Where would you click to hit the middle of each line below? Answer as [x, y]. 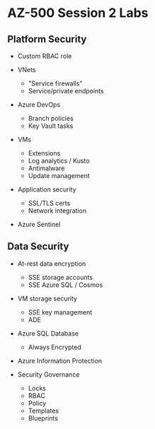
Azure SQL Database [48, 333]
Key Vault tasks [51, 126]
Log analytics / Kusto [59, 161]
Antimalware [46, 168]
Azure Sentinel [39, 224]
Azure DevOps [39, 105]
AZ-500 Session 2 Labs [78, 13]
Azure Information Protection [60, 360]
